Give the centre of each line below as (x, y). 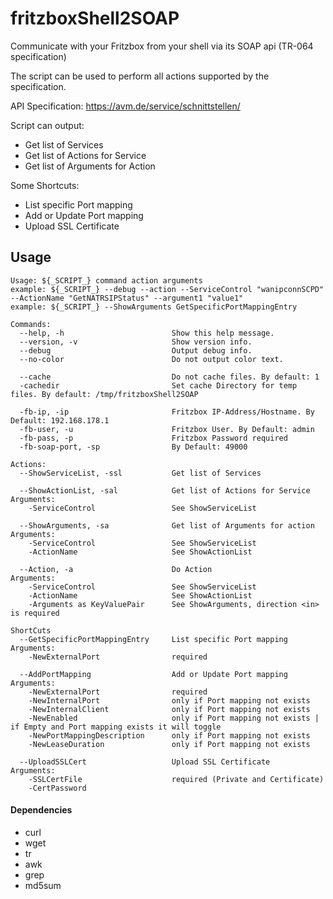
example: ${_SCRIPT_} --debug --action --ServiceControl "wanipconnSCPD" (167, 289)
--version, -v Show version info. (136, 342)
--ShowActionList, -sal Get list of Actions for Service (165, 490)
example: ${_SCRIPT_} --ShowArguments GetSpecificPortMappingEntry (154, 307)
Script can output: (47, 125)
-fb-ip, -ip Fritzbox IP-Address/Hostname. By (167, 412)
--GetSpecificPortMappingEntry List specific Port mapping (153, 639)
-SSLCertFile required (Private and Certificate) (176, 779)
